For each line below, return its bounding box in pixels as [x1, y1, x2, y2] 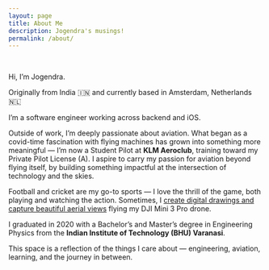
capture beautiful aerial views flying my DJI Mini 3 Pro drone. [8, 204, 212, 214]
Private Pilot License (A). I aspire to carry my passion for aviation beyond [8, 154, 251, 164]
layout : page [8, 11, 53, 20]
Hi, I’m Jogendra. [8, 72, 66, 81]
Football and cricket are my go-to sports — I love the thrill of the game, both [8, 187, 261, 197]
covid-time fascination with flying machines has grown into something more [8, 137, 261, 147]
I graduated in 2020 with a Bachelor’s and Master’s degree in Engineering [8, 219, 253, 230]
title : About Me [8, 19, 63, 27]
